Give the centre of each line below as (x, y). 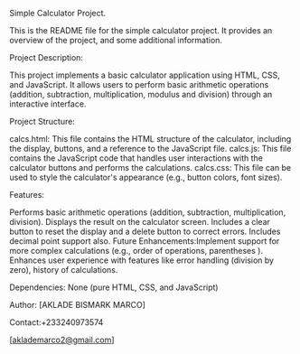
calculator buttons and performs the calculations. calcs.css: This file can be (150, 168)
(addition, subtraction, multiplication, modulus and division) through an (141, 94)
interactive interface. (48, 104)
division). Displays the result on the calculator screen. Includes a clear (140, 222)
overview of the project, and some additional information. (116, 40)
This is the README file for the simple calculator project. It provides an (141, 30)
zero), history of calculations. (64, 270)
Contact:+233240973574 (56, 322)
